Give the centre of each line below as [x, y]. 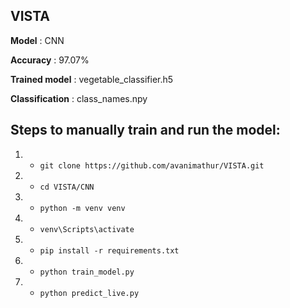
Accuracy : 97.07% [50, 60]
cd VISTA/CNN [67, 187]
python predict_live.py [89, 293]
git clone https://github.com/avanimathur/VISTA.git [152, 165]
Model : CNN [37, 40]
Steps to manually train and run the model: [145, 130]
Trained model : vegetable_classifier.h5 [92, 79]
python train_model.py [87, 272]
